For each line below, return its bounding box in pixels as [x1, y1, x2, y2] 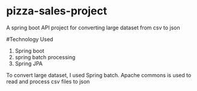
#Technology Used [6, 35, 53, 43]
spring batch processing [14, 53, 76, 60]
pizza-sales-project [6, 4, 108, 18]
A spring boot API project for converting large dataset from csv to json [6, 24, 180, 31]
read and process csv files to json [6, 78, 90, 85]
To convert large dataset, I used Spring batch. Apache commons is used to [6, 71, 192, 78]
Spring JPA [14, 60, 43, 67]
